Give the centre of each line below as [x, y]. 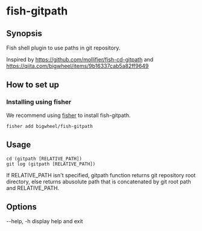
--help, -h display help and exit [45, 221]
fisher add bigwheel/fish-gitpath [50, 126]
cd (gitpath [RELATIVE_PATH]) [44, 159]
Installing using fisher [39, 102]
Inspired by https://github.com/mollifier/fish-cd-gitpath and [80, 59]
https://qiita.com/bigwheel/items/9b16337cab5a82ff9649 [77, 66]
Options [22, 207]
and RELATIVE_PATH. [33, 188]
